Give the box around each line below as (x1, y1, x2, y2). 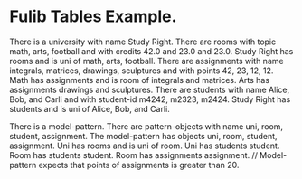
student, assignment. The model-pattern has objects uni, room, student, (9, 130, 278, 141)
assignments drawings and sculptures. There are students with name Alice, (9, 84, 290, 95)
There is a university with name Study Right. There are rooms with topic (9, 36, 277, 47)
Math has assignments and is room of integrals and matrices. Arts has (9, 74, 269, 85)
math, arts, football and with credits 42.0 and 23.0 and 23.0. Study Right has (9, 45, 294, 56)
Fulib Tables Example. (9, 6, 177, 27)
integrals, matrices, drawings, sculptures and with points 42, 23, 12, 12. (9, 65, 274, 76)
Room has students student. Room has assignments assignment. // (9, 149, 258, 160)
